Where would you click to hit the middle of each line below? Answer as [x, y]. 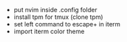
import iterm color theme [49, 31]
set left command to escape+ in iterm [67, 24]
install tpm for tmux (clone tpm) [58, 17]
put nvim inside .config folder [56, 10]
